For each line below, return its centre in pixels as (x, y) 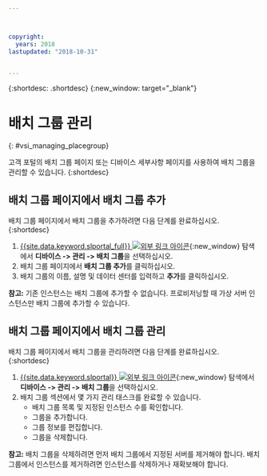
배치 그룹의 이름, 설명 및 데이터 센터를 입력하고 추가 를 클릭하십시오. (124, 276)
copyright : (26, 37)
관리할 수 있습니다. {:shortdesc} (59, 172)
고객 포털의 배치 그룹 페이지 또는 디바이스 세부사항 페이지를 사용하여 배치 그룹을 (132, 162)
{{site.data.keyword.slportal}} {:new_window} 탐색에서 (137, 377)
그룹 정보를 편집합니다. (67, 427)
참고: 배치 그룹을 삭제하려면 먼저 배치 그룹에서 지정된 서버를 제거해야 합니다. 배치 (134, 454)
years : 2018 (36, 44)
